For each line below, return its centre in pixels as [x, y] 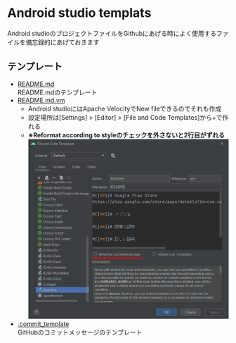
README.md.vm [41, 100]
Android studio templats [79, 13]
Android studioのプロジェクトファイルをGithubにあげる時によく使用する [112, 33]
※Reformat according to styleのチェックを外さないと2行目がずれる [126, 135]
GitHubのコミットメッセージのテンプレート [80, 332]
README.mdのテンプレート [57, 92]
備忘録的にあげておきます [63, 42]
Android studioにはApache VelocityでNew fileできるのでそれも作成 [125, 108]
